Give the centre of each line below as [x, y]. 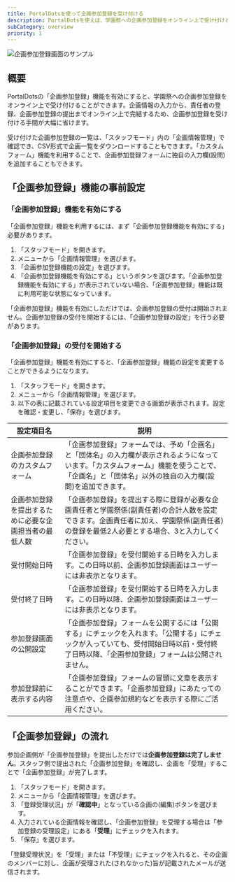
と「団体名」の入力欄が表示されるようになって [142, 455]
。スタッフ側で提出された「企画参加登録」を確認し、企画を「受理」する [117, 763]
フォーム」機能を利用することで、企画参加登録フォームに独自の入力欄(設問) [116, 155]
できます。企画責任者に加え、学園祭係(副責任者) [144, 520]
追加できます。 [106, 487]
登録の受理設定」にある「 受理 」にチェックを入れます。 [103, 830]
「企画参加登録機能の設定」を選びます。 [76, 267]
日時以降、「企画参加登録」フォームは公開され [147, 655]
